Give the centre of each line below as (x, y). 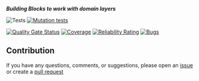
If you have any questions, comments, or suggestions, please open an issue (99, 65)
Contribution (30, 51)
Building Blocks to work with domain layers (61, 9)
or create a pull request (35, 71)
